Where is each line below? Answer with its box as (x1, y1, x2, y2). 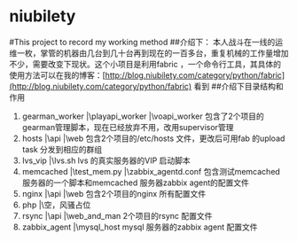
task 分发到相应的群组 (21, 144, 103, 154)
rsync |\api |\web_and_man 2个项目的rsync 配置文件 (21, 210, 213, 221)
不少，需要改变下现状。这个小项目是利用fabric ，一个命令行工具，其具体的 (9, 58, 282, 69)
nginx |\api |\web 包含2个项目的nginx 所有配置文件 (21, 188, 207, 198)
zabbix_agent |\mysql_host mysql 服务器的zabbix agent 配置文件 (21, 222, 259, 232)
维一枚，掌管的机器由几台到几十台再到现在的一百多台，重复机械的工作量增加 (9, 47, 289, 58)
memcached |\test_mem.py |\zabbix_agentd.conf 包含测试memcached (21, 166, 281, 176)
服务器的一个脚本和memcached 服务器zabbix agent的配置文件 (21, 177, 250, 188)
